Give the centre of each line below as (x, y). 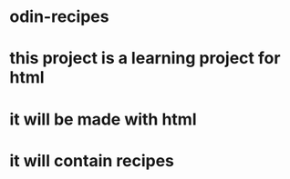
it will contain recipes (92, 160)
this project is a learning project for (145, 59)
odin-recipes (59, 17)
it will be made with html (104, 119)
